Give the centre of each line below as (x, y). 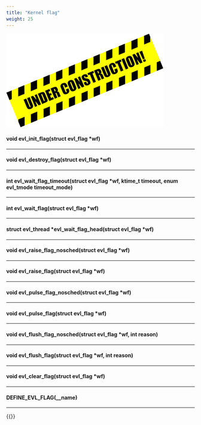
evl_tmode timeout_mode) (39, 187)
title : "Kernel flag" (33, 13)
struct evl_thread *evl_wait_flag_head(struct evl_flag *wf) (80, 229)
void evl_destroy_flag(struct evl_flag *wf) (59, 160)
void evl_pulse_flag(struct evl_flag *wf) (56, 313)
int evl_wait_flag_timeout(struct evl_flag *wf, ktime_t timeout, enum (92, 181)
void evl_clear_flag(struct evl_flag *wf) (56, 377)
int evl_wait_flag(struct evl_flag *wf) (52, 208)
